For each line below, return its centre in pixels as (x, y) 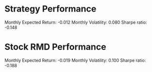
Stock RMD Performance (55, 47)
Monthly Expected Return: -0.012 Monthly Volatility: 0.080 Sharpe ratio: (76, 22)
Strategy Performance (51, 9)
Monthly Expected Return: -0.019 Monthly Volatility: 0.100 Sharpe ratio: (75, 60)
